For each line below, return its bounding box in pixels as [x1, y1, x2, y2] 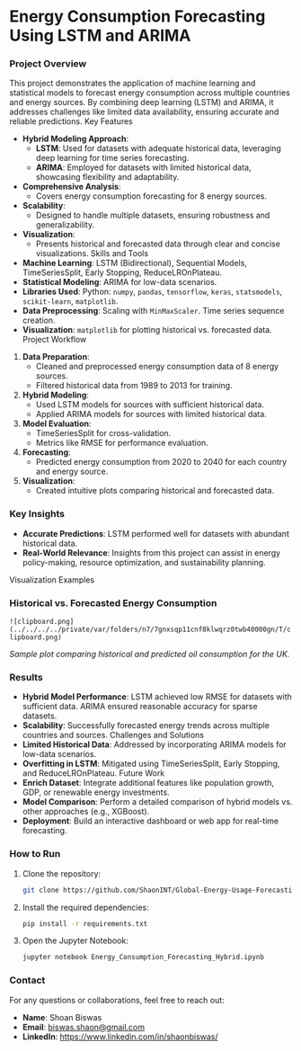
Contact [9, 974, 46, 986]
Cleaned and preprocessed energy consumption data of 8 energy [35, 361, 279, 372]
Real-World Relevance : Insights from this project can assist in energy [22, 547, 281, 558]
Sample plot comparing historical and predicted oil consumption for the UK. [9, 649, 290, 660]
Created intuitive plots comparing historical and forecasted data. [35, 485, 275, 496]
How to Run [9, 848, 61, 860]
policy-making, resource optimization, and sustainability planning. [22, 557, 267, 567]
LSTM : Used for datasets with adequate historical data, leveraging [35, 143, 281, 154]
